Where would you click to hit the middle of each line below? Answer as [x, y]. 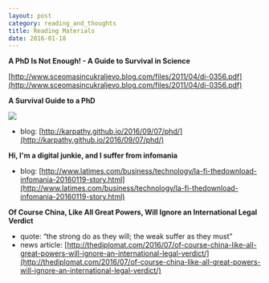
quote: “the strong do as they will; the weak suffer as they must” [126, 236]
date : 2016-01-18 [37, 38]
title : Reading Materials [51, 31]
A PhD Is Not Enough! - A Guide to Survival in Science [100, 61]
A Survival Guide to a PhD [52, 100]
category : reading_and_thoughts [62, 23]
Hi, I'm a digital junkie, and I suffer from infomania [93, 156]
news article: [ [43, 245]
